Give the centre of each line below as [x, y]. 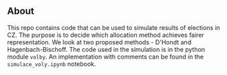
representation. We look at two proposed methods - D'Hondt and [99, 42]
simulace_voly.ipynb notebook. [52, 63]
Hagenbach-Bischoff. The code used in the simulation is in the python [106, 49]
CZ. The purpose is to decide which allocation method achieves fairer [106, 35]
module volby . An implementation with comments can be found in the [106, 57]
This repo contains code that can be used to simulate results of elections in [113, 27]
